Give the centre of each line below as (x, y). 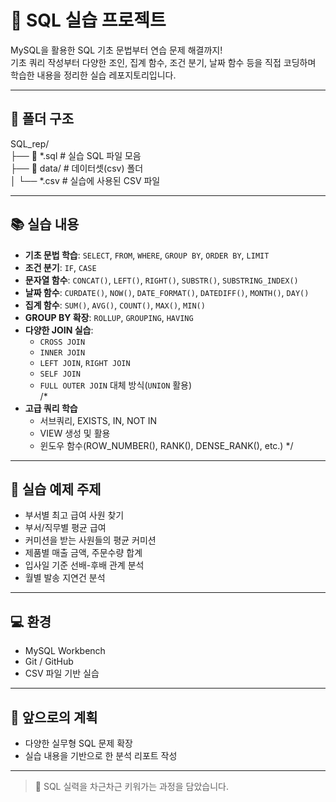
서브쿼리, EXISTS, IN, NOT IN (98, 420)
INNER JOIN (62, 352)
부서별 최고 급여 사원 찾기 (74, 515)
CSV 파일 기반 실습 (62, 673)
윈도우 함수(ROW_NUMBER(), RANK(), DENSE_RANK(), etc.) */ (166, 445)
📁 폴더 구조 (42, 119)
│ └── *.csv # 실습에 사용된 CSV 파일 (85, 180)
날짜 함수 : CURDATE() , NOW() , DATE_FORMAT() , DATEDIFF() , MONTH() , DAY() (167, 292)
